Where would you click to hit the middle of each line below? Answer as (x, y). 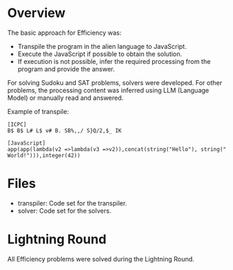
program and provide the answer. (66, 69)
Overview (36, 13)
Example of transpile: (38, 111)
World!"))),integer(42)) (44, 155)
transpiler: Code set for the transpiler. (72, 203)
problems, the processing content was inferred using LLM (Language (108, 90)
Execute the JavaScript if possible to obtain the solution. (100, 54)
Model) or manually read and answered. (66, 98)
